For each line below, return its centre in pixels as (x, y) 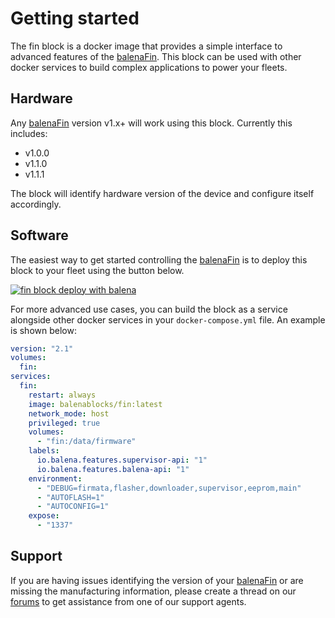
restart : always (62, 395)
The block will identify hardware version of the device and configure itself (162, 193)
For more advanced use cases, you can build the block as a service (149, 309)
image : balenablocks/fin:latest (95, 404)
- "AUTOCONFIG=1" (73, 507)
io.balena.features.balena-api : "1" (113, 469)
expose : (44, 516)
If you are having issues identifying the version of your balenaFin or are (157, 580)
